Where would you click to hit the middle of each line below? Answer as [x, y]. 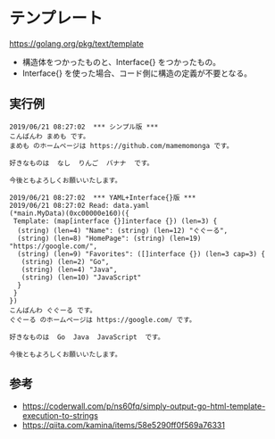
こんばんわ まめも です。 [50, 136]
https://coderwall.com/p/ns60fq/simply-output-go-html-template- [144, 406]
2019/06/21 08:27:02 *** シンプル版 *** [84, 127]
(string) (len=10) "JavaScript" [81, 277]
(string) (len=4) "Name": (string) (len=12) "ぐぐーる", [123, 230]
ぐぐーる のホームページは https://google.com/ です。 [103, 319]
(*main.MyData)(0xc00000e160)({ [69, 213]
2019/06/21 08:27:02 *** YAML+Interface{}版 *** [103, 197]
